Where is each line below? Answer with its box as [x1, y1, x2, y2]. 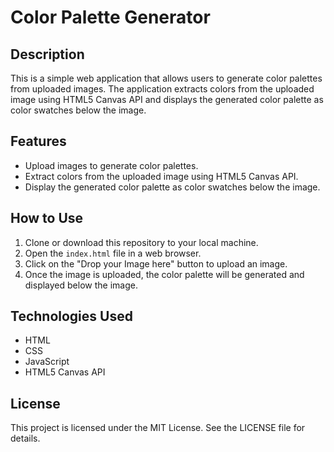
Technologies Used [10, 308, 133, 325]
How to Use [10, 210, 84, 227]
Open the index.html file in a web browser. [24, 247, 202, 259]
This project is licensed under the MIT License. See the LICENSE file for [10, 422, 306, 434]
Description [10, 46, 85, 63]
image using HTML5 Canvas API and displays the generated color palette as [10, 94, 324, 105]
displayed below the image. [24, 279, 138, 291]
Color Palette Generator [10, 6, 211, 29]
